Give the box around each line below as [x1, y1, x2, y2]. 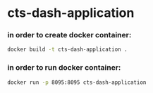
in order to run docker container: [7, 63, 121, 73]
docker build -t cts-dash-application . [7, 46, 128, 54]
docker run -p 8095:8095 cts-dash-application [7, 79, 147, 86]
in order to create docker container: [7, 30, 132, 40]
